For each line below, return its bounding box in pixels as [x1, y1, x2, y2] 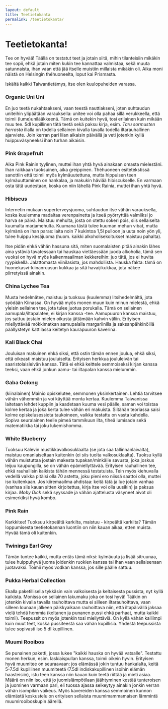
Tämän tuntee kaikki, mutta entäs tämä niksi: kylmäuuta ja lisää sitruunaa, [5, 553, 157, 560]
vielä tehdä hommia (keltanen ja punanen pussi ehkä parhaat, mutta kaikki [5, 610, 159, 616]
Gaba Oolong [5, 379, 38, 386]
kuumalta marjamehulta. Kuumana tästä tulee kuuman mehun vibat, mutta [5, 223, 158, 229]
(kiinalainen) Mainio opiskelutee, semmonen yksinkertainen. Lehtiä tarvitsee [5, 390, 162, 396]
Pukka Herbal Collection [5, 577, 66, 584]
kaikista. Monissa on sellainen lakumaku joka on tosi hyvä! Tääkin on [5, 594, 147, 600]
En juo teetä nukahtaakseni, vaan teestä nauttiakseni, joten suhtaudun [5, 105, 150, 111]
